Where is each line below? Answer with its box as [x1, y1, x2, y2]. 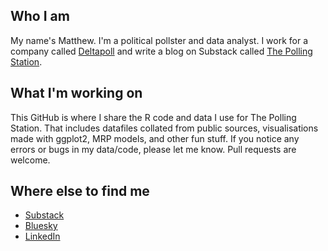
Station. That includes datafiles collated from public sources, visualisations [10, 122, 319, 134]
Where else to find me [10, 183, 150, 200]
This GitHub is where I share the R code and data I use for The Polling [10, 111, 297, 123]
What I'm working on [10, 85, 143, 102]
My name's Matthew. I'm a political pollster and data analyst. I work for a [10, 34, 309, 46]
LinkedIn [24, 230, 61, 243]
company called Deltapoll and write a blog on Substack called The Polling [10, 45, 313, 57]
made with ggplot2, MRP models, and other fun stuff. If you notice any [10, 132, 300, 144]
